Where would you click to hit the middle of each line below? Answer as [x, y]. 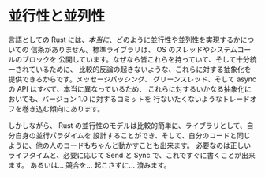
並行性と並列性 [57, 16]
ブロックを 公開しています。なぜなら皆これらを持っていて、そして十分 [136, 59]
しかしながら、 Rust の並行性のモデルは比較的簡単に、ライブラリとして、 [127, 125]
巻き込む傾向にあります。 [63, 108]
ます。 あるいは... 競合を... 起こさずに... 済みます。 [90, 165]
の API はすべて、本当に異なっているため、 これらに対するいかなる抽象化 [127, 88]
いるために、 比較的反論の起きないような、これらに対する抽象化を [143, 69]
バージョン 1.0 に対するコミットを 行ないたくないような [132, 99]
